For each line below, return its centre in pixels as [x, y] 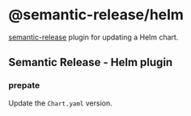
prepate [24, 85]
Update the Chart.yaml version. [60, 103]
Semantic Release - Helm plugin [91, 62]
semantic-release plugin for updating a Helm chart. [93, 37]
